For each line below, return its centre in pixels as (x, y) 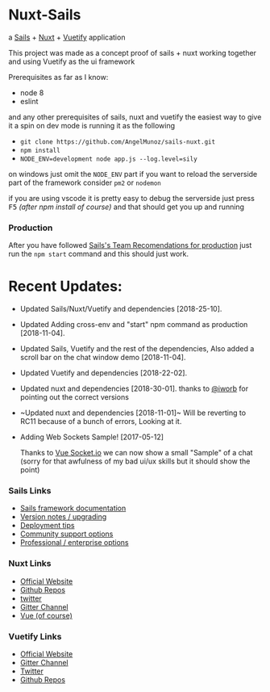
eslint (29, 101)
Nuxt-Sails (45, 15)
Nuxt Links (30, 564)
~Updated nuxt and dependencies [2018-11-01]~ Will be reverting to (133, 413)
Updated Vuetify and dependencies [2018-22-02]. (104, 373)
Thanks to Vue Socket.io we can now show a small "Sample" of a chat (136, 453)
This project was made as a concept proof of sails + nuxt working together (132, 52)
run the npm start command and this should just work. (99, 254)
